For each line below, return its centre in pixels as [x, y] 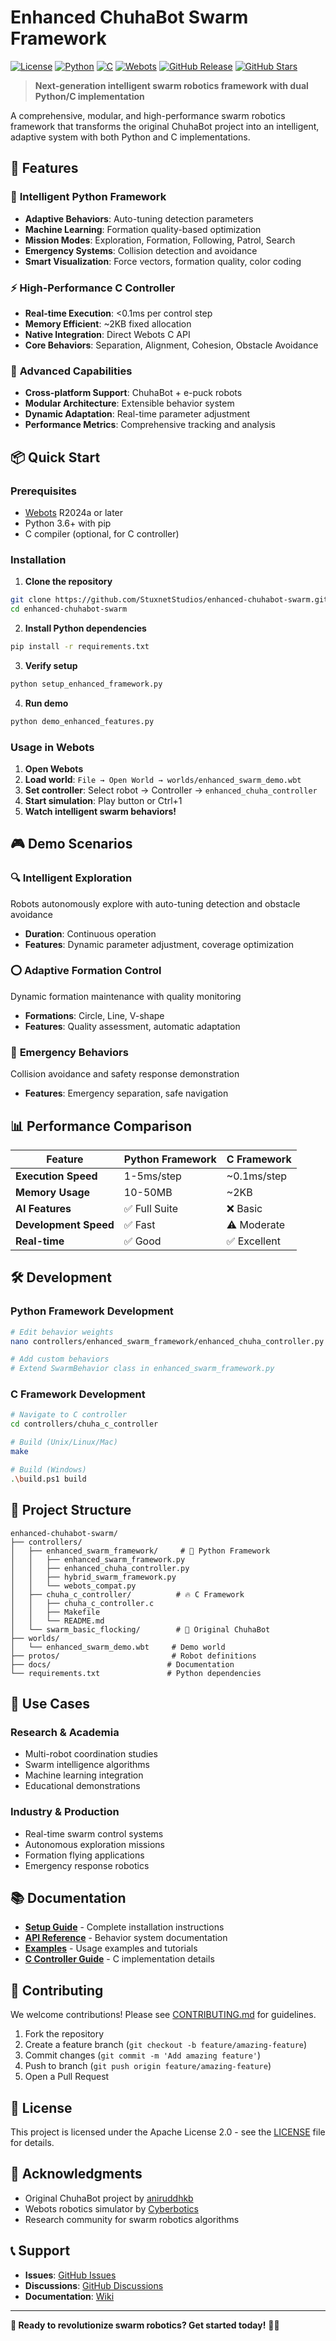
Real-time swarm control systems [94, 1833]
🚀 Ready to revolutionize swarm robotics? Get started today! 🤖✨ [145, 2325]
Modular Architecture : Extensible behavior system [129, 403]
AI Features [43, 1208]
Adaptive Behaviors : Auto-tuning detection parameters [139, 218]
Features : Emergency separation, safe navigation [126, 1093]
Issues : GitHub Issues [70, 2275]
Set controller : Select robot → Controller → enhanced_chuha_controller [171, 790]
